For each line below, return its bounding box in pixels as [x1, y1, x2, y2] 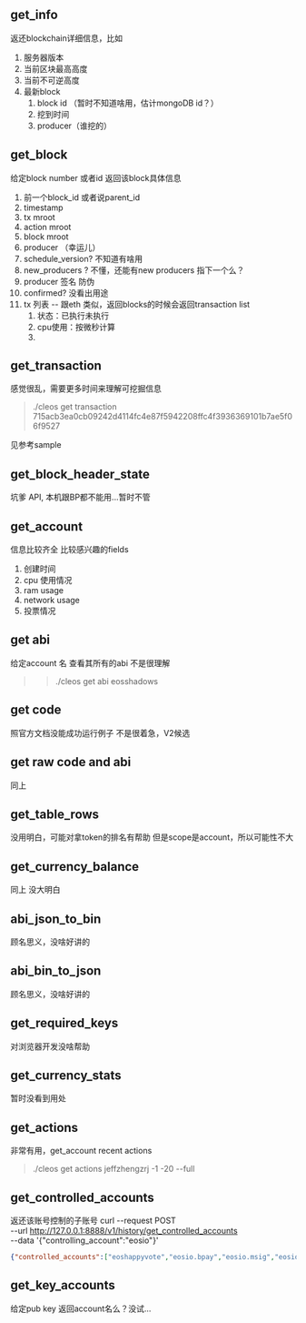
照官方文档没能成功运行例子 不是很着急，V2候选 [10, 727, 191, 738]
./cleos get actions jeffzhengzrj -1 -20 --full [32, 1164, 195, 1175]
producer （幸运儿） [23, 241, 101, 253]
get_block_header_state [10, 466, 151, 481]
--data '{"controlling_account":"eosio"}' [10, 1235, 159, 1246]
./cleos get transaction [32, 401, 117, 412]
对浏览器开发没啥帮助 [10, 1041, 90, 1052]
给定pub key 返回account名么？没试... [10, 1303, 152, 1314]
